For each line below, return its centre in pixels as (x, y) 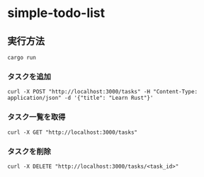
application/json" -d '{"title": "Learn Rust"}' (80, 98)
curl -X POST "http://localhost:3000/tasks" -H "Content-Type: (103, 92)
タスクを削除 (29, 152)
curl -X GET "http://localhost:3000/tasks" (73, 132)
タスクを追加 (29, 76)
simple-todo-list (56, 13)
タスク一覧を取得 (36, 117)
